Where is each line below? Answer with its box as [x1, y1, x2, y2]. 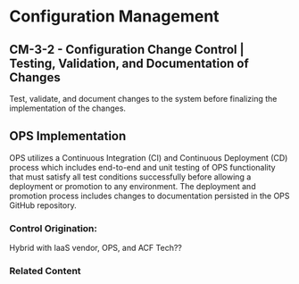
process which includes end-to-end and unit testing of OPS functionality [9, 162, 276, 172]
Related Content [9, 265, 82, 278]
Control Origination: [9, 221, 98, 234]
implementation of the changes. [9, 103, 127, 113]
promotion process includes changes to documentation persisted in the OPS [9, 190, 290, 201]
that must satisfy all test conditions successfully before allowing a [9, 171, 252, 182]
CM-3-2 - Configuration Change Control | [9, 42, 245, 57]
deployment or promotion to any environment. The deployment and [9, 180, 256, 191]
